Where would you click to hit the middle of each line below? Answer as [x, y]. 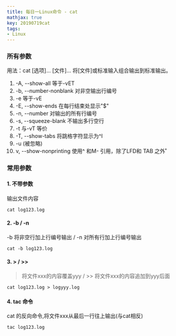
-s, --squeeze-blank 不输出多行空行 [60, 121]
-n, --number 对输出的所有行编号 [56, 114]
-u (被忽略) [29, 144]
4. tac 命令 [20, 301]
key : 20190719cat [29, 23]
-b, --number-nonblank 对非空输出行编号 [66, 91]
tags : [14, 29]
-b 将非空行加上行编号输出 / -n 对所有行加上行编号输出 [74, 237]
